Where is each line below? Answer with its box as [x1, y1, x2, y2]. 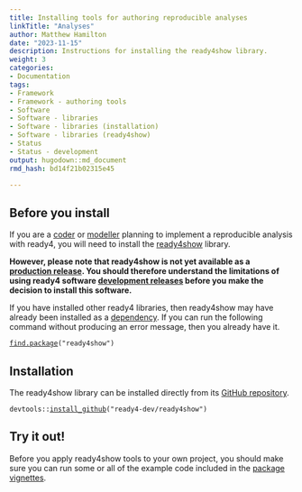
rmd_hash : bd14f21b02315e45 [9, 164, 115, 173]
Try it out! [9, 429, 66, 444]
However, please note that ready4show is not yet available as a [9, 256, 251, 267]
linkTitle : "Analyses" [9, 22, 95, 31]
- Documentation [9, 72, 70, 81]
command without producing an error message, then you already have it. [9, 322, 280, 333]
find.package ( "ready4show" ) [9, 339, 115, 348]
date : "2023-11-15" [9, 38, 83, 48]
